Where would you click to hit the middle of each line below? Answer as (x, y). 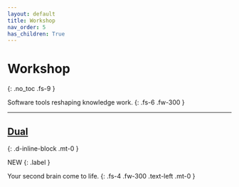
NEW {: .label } (29, 162)
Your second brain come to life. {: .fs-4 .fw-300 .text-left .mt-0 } (101, 176)
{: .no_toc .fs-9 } (31, 89)
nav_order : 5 (27, 27)
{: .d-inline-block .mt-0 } (43, 149)
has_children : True (36, 34)
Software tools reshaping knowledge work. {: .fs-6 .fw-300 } (96, 102)
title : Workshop (31, 21)
